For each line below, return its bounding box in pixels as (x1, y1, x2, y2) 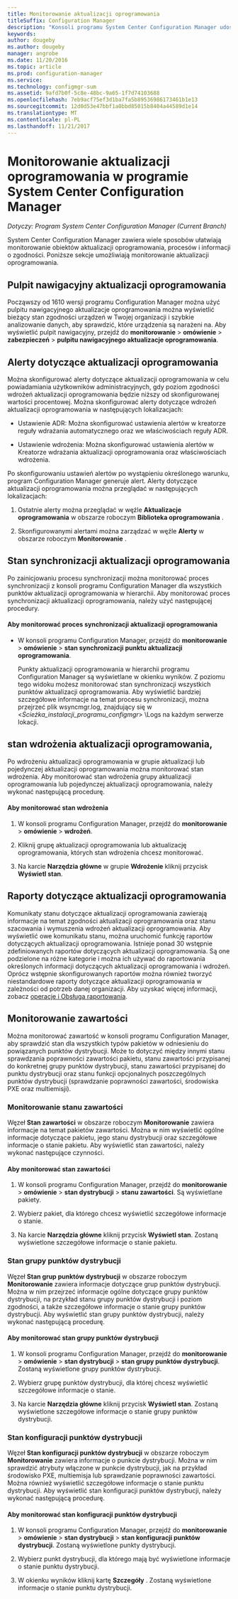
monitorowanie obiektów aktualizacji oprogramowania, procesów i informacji (7, 243, 231, 252)
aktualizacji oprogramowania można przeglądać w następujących (7, 484, 198, 493)
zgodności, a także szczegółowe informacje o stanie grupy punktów (7, 1302, 206, 1311)
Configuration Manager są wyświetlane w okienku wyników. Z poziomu (17, 673, 225, 681)
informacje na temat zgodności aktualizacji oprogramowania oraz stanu (7, 916, 216, 925)
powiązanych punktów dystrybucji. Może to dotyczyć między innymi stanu (7, 1046, 225, 1055)
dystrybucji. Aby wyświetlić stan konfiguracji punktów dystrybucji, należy (7, 1486, 222, 1495)
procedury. (7, 604, 40, 612)
